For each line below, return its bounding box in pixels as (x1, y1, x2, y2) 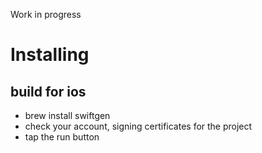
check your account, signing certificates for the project (24, 120, 253, 132)
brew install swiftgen (24, 110, 111, 121)
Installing (10, 44, 90, 66)
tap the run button (24, 131, 100, 143)
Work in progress (10, 9, 82, 20)
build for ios (10, 83, 87, 100)
